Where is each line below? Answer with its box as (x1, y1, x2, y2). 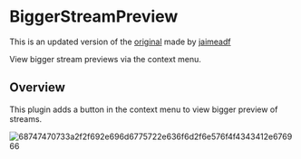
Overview (9, 79, 66, 96)
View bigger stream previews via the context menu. (9, 53, 202, 64)
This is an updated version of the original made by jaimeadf (9, 36, 231, 47)
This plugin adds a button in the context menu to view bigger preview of (9, 104, 278, 115)
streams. (9, 113, 43, 124)
